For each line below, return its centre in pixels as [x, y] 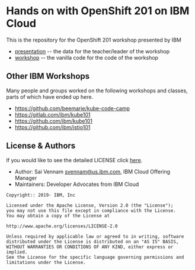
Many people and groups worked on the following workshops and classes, [97, 91]
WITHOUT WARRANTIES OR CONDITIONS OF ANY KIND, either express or [90, 247]
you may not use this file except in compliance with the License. [91, 210]
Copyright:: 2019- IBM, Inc [41, 195]
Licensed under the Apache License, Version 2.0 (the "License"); [90, 205]
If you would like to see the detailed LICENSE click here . [74, 160]
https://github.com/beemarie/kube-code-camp [72, 108]
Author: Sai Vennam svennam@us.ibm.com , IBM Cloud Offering [92, 171]
